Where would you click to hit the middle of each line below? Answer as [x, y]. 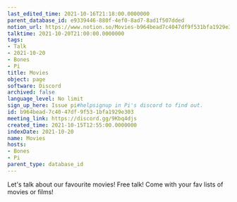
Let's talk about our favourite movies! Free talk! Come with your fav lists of [115, 184]
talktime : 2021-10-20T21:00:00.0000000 [66, 33]
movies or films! [31, 191]
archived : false [31, 92]
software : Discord [34, 86]
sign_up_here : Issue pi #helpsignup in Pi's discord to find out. [105, 106]
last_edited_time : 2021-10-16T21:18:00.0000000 [79, 14]
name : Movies [26, 138]
